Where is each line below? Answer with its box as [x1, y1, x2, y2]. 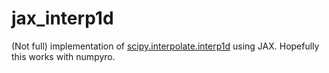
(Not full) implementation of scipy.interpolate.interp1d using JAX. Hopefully [11, 40, 320, 52]
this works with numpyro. [11, 50, 116, 62]
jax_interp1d [11, 7, 114, 30]
